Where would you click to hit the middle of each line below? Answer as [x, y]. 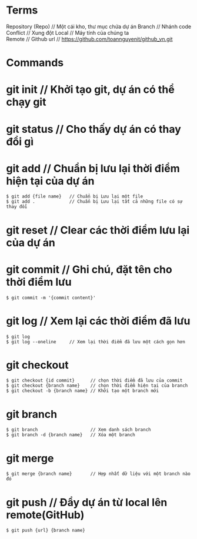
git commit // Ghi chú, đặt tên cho [89, 269]
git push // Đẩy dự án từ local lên [87, 502]
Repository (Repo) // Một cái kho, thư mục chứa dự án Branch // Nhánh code [99, 26]
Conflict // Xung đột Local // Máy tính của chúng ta [68, 32]
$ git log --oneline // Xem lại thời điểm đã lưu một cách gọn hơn [96, 342]
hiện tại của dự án [50, 181]
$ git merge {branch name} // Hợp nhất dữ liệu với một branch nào [98, 474]
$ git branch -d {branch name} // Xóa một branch [71, 435]
